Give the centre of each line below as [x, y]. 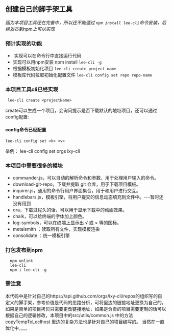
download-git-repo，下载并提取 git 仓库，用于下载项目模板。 [77, 184]
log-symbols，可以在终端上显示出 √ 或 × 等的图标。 [67, 223]
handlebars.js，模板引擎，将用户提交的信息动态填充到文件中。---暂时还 [88, 197]
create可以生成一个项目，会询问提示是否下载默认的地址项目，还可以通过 [81, 111]
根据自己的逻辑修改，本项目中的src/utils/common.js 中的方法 [69, 315]
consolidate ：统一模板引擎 [41, 235]
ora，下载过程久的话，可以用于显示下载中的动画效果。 [70, 210]
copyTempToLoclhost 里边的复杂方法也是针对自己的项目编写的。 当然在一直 [85, 322]
